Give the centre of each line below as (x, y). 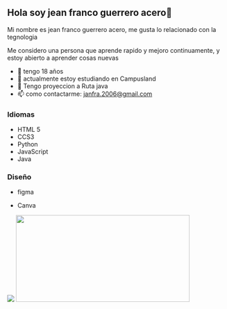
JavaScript (33, 152)
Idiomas (21, 114)
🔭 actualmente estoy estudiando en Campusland (86, 78)
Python (27, 144)
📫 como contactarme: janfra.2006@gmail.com (85, 94)
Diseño (19, 177)
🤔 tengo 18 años (40, 71)
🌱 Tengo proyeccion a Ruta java (62, 86)
